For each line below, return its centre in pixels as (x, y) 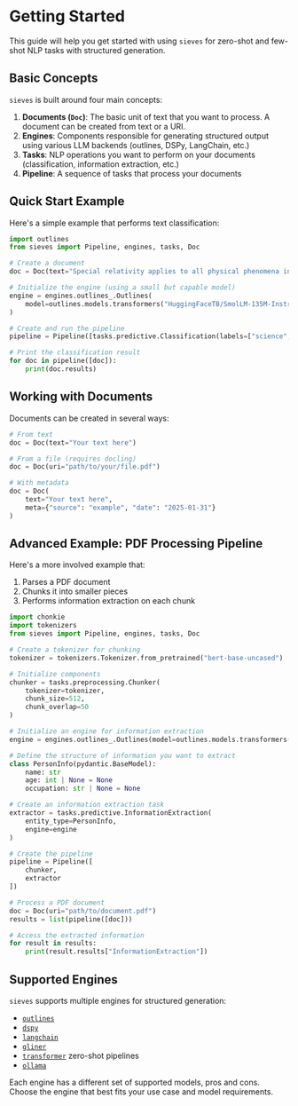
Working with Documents (81, 397)
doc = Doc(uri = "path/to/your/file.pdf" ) (85, 467)
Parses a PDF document (66, 582)
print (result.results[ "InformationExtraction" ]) (117, 952)
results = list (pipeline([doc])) (71, 919)
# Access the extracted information (77, 935)
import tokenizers (43, 626)
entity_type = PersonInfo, (71, 821)
